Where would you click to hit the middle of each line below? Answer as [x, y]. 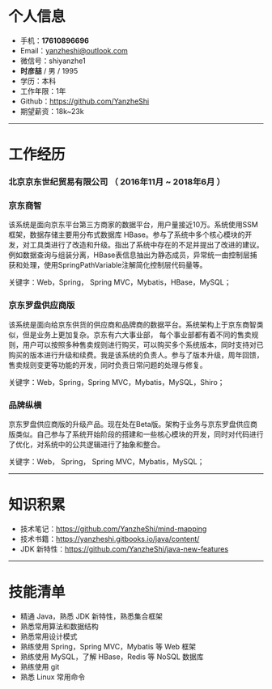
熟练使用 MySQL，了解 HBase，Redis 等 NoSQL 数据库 [112, 657]
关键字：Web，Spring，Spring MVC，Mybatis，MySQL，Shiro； [117, 382]
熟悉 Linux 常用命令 [53, 677]
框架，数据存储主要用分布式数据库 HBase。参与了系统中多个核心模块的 [127, 235]
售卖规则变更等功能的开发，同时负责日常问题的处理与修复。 [108, 365]
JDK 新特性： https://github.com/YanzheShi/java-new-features [124, 549]
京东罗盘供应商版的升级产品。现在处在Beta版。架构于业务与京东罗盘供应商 [133, 424]
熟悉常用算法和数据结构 [59, 626]
